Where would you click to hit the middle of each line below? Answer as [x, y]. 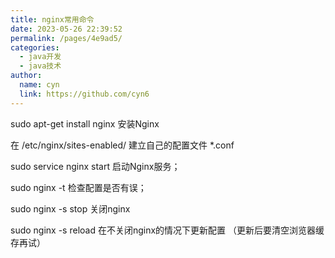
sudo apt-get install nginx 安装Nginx [85, 123]
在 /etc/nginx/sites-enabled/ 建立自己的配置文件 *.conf [122, 145]
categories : [35, 47]
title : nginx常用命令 [52, 19]
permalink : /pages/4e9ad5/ [66, 38]
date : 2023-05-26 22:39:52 [66, 29]
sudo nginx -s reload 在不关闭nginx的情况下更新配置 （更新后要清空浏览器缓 [167, 230]
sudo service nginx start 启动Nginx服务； [95, 166]
